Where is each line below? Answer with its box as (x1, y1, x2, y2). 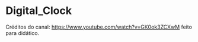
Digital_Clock (5, 4, 72, 17)
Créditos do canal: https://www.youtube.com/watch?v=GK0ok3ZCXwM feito (5, 23, 192, 30)
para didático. (5, 29, 40, 36)
